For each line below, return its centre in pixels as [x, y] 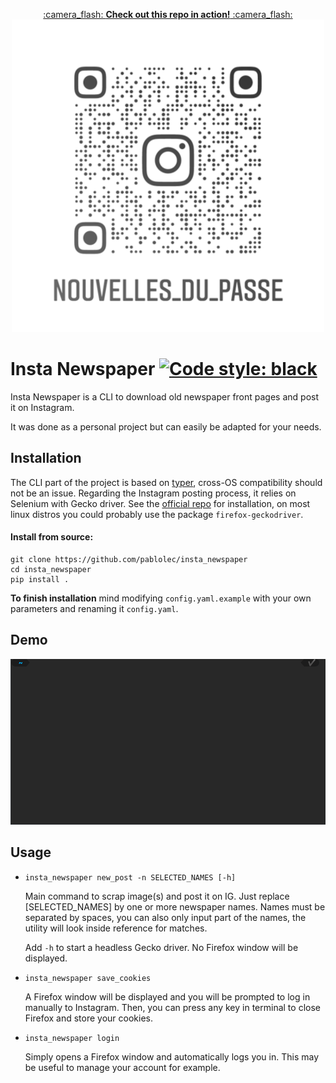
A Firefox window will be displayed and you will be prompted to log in [167, 996]
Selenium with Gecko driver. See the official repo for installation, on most [160, 503]
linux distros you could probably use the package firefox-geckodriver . [157, 514]
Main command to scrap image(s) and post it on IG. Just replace [157, 896]
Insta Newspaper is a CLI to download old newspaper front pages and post [165, 396]
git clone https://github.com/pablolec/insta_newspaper [129, 559]
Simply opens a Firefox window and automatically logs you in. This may [172, 1056]
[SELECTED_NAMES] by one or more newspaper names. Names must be [175, 906]
